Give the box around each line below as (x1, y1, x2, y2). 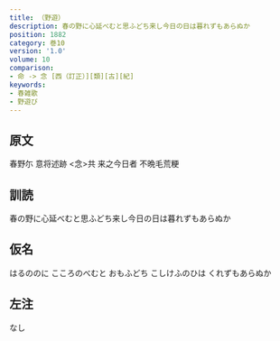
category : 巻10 (9, 38, 65, 48)
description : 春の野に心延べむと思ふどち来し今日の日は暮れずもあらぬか (9, 22, 251, 31)
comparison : (9, 64, 54, 73)
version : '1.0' (9, 47, 67, 56)
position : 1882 (9, 30, 67, 39)
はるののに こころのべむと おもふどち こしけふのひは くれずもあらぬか (9, 267, 272, 278)
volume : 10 (9, 55, 51, 64)
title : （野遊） (9, 13, 65, 23)
